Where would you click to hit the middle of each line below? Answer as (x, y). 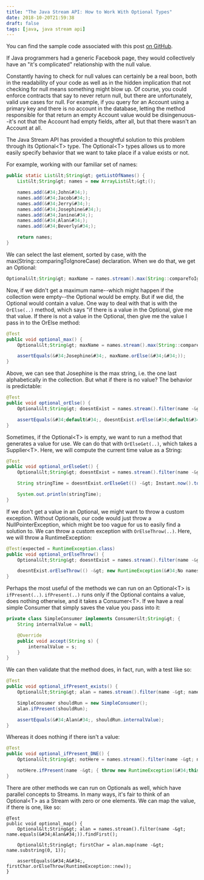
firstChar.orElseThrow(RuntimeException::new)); (69, 866)
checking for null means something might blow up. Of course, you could (97, 89)
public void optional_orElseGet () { (53, 467)
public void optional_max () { (45, 339)
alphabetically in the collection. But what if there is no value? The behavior (99, 380)
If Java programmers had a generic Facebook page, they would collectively (101, 58)
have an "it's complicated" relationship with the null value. (79, 65)
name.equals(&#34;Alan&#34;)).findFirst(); (62, 834)
